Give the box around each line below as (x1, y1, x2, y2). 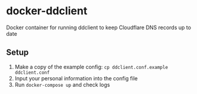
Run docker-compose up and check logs (14, 81, 110, 88)
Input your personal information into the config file (14, 74, 138, 82)
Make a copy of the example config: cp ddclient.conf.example (14, 63, 168, 70)
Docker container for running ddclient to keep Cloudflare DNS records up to (6, 24, 192, 31)
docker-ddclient (6, 4, 88, 18)
